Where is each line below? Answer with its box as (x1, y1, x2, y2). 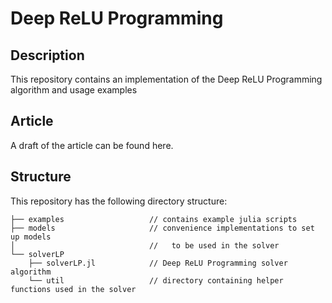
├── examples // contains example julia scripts (10, 214, 298, 224)
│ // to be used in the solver (10, 240, 280, 251)
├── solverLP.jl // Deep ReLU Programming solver (28, 258, 288, 268)
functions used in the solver (10, 284, 137, 294)
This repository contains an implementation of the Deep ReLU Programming (10, 73, 323, 85)
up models (10, 232, 52, 242)
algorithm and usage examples (10, 84, 138, 96)
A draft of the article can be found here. (10, 139, 174, 151)
